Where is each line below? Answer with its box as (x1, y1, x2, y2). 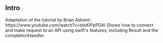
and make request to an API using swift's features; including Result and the (5, 27, 159, 33)
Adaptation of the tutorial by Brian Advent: (5, 17, 91, 22)
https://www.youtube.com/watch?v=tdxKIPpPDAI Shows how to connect (5, 22, 154, 28)
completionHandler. (5, 32, 46, 38)
